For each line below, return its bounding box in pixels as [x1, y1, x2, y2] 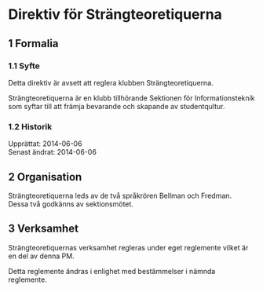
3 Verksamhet [8, 222, 79, 235]
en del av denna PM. [8, 251, 75, 261]
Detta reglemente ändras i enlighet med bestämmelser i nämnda [8, 266, 216, 276]
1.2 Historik [8, 121, 53, 132]
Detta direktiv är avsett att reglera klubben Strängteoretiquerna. [8, 78, 214, 87]
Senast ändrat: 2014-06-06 [8, 148, 97, 157]
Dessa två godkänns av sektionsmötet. [8, 199, 133, 209]
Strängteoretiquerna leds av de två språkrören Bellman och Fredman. [8, 191, 232, 200]
